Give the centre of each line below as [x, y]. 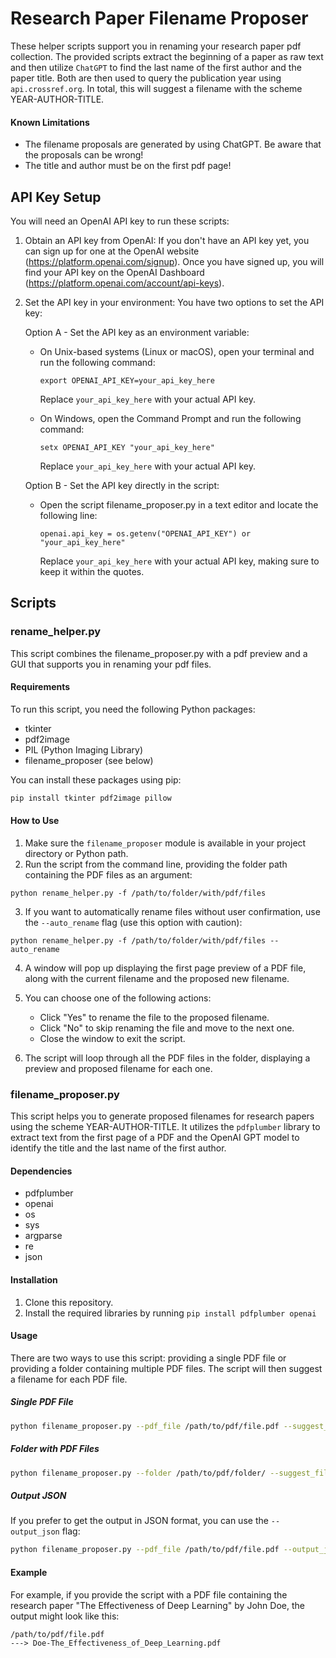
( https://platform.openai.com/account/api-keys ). [124, 283]
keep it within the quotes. [92, 571]
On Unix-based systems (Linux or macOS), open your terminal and [177, 351]
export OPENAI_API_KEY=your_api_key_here [127, 380]
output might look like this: [65, 1616]
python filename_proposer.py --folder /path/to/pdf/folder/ [138, 1473]
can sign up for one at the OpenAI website [112, 251]
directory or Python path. [76, 853]
